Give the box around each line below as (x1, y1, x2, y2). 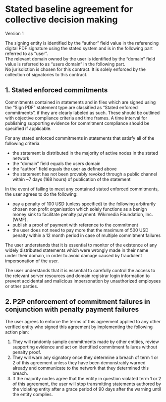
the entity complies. (12, 391, 53, 397)
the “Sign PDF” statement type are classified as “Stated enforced (5, 104, 138, 110)
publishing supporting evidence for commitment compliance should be (5, 120, 150, 126)
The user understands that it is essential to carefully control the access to (5, 267, 156, 273)
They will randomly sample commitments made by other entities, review (12, 339, 160, 345)
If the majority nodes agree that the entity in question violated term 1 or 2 (12, 375, 162, 381)
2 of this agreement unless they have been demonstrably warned (12, 359, 146, 365)
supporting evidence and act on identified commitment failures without (12, 344, 158, 350)
